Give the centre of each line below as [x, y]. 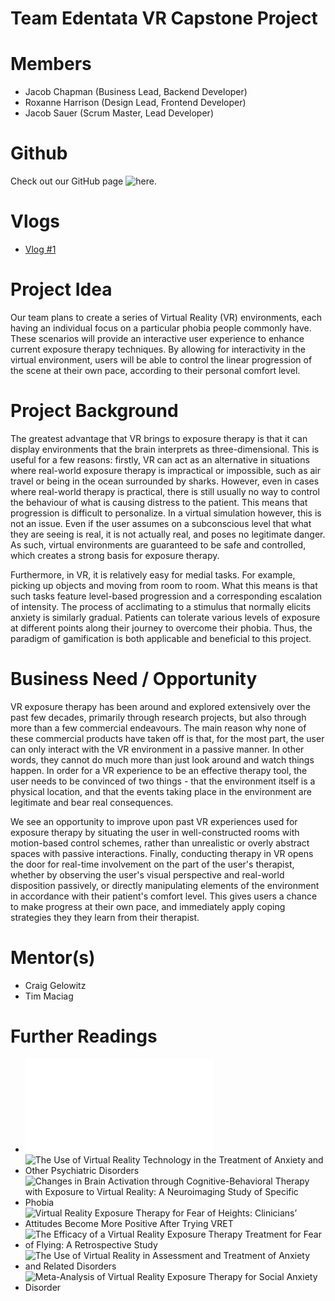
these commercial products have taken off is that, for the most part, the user [167, 738]
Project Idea [61, 289]
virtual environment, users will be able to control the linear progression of [161, 359]
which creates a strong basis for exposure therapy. [115, 555]
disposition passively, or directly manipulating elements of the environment [165, 885]
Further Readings [84, 1036]
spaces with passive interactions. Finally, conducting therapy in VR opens [162, 853]
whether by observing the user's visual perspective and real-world [147, 874]
